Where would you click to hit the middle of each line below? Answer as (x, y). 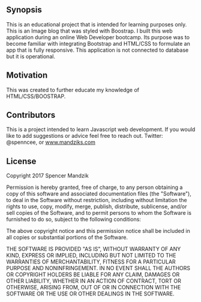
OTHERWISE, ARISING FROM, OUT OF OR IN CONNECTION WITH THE (94, 288)
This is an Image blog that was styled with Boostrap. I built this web (89, 31)
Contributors (31, 115)
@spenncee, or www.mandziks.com (51, 142)
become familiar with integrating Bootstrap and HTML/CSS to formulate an (98, 43)
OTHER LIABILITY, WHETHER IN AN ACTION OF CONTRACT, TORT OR (94, 281)
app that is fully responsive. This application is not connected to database (97, 50)
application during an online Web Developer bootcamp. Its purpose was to (98, 37)
